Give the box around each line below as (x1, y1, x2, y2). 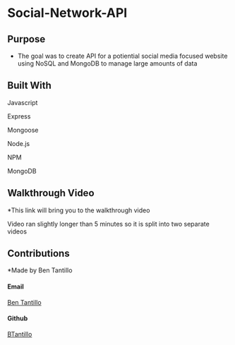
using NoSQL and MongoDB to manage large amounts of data (17, 59, 198, 68)
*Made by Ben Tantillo (7, 266, 73, 274)
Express (7, 111, 31, 121)
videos (7, 227, 27, 236)
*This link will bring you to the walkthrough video (7, 206, 150, 214)
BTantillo (7, 329, 32, 338)
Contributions (7, 248, 70, 260)
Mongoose (7, 126, 39, 134)
